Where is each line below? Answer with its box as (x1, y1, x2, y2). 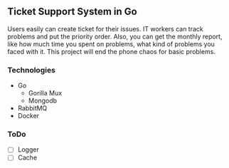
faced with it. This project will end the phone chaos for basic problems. (7, 47, 215, 56)
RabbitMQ (17, 104, 48, 112)
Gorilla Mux (28, 89, 63, 98)
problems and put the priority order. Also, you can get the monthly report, (7, 32, 223, 41)
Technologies (7, 65, 55, 75)
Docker (17, 112, 40, 120)
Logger (17, 145, 39, 154)
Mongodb (28, 96, 58, 105)
